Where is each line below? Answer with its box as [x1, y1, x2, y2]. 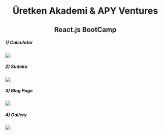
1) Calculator [5, 40, 33, 46]
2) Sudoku [5, 63, 28, 70]
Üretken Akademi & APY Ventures [12, 5, 158, 17]
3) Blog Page [5, 88, 33, 94]
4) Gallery [5, 112, 27, 118]
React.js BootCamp [54, 25, 117, 34]
